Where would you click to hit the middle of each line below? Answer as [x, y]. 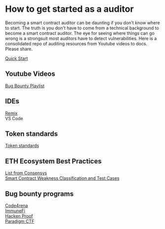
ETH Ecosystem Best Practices [53, 161]
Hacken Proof [19, 216]
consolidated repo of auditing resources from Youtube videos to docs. [76, 43]
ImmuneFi [15, 211]
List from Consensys [26, 173]
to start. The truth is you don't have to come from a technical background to [82, 28]
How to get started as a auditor [69, 9]
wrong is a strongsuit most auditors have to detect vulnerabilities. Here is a [81, 38]
